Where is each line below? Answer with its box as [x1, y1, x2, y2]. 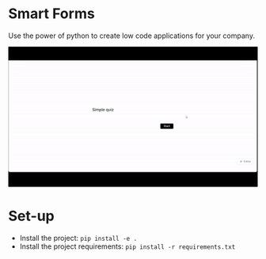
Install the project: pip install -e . [19, 233, 138, 242]
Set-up [8, 207, 55, 225]
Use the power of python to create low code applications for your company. [8, 31, 256, 40]
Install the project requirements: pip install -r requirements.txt [19, 242, 236, 251]
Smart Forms [8, 5, 95, 23]
